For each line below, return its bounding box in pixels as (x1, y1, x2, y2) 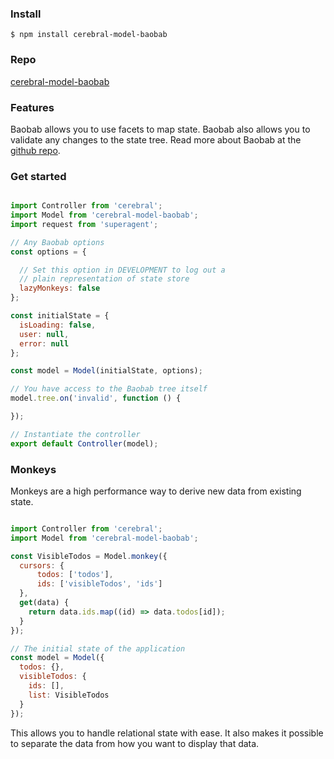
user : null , (19, 329, 70, 339)
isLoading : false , (19, 320, 97, 330)
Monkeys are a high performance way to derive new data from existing (10, 485, 302, 497)
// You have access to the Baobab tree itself (10, 384, 208, 394)
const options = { (10, 247, 87, 257)
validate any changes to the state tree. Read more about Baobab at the (10, 133, 302, 146)
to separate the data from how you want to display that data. (10, 737, 260, 749)
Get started (10, 169, 67, 183)
